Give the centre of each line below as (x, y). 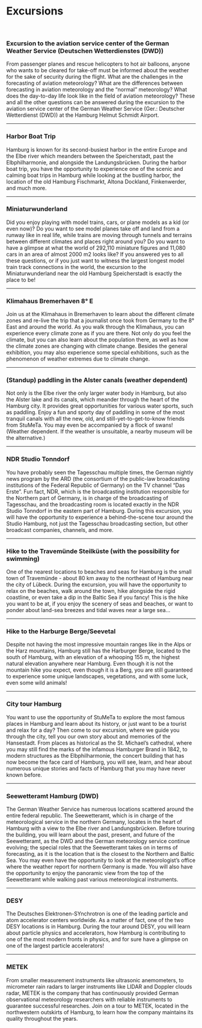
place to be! (21, 280)
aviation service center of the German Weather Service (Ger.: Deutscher (96, 109)
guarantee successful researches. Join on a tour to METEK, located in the (97, 1006)
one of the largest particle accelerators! (55, 946)
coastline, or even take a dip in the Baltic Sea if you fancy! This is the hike (97, 598)
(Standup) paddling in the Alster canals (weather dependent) (97, 380)
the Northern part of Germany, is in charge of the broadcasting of (87, 498)
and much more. (26, 188)
